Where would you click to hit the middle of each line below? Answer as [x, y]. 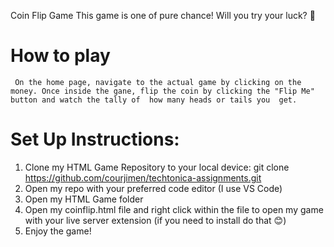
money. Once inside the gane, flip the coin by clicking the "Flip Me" [162, 91]
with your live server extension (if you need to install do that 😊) [155, 220]
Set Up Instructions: [95, 139]
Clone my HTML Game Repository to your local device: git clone [157, 167]
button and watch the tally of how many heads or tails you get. [154, 100]
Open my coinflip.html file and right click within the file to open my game [174, 209]
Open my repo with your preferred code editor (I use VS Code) [153, 188]
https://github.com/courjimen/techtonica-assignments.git [143, 177]
